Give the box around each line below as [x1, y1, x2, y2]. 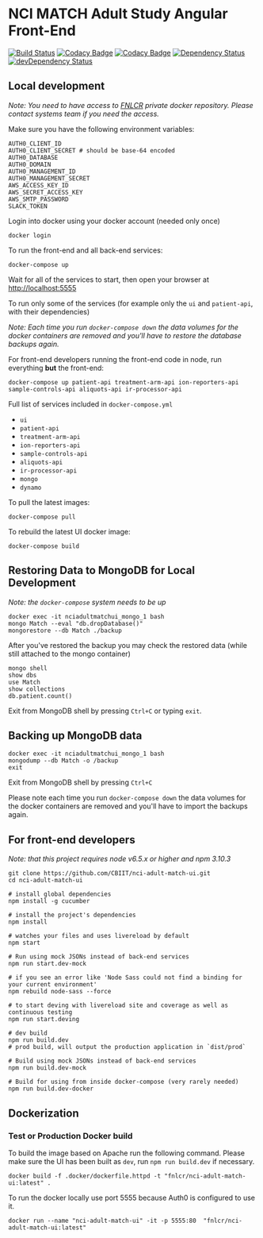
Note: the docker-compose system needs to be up [8, 597, 166, 607]
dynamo [19, 484, 42, 492]
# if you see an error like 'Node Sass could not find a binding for [8, 974, 243, 982]
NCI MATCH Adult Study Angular [8, 5, 228, 23]
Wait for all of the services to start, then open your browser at [8, 275, 210, 284]
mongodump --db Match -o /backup [8, 757, 119, 765]
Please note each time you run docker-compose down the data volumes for [8, 793, 246, 803]
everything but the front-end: [8, 363, 105, 372]
